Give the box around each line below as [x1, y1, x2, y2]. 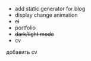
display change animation [14, 11, 78, 19]
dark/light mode [14, 30, 55, 38]
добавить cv [6, 48, 37, 56]
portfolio [14, 24, 36, 31]
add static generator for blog [14, 5, 86, 12]
